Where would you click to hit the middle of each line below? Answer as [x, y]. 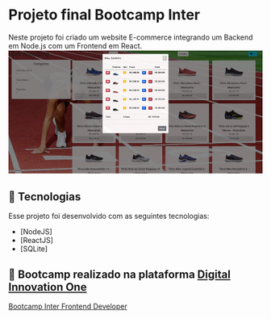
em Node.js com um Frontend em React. [75, 45]
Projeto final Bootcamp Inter [104, 15]
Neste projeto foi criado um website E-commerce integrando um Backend [131, 37]
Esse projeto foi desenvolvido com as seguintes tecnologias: [109, 216]
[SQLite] [34, 249]
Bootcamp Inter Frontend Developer [68, 306]
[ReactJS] [37, 241]
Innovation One [48, 287]
